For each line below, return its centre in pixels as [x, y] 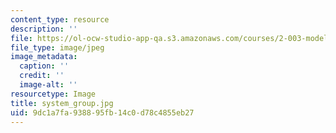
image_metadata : [44, 57]
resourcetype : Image [53, 94]
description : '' [44, 29]
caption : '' [44, 66]
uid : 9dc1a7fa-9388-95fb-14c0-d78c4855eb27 [102, 112]
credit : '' [42, 76]
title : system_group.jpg [62, 103]
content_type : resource [60, 19]
